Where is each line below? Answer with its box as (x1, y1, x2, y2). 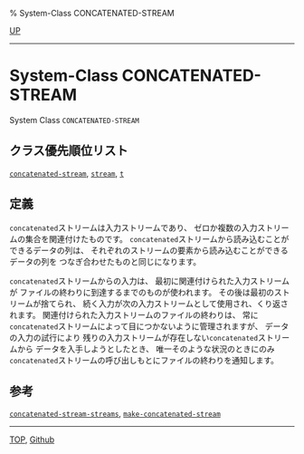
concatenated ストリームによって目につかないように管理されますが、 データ (9, 321, 290, 332)
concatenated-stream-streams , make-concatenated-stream (9, 408, 222, 420)
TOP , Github (9, 434, 55, 445)
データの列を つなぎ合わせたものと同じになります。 (9, 256, 202, 266)
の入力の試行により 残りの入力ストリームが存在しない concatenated (9, 332, 259, 343)
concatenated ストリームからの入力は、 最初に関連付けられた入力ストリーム (9, 275, 290, 286)
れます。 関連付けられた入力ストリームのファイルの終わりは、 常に (9, 309, 260, 320)
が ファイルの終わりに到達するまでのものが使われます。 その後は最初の (9, 286, 274, 297)
